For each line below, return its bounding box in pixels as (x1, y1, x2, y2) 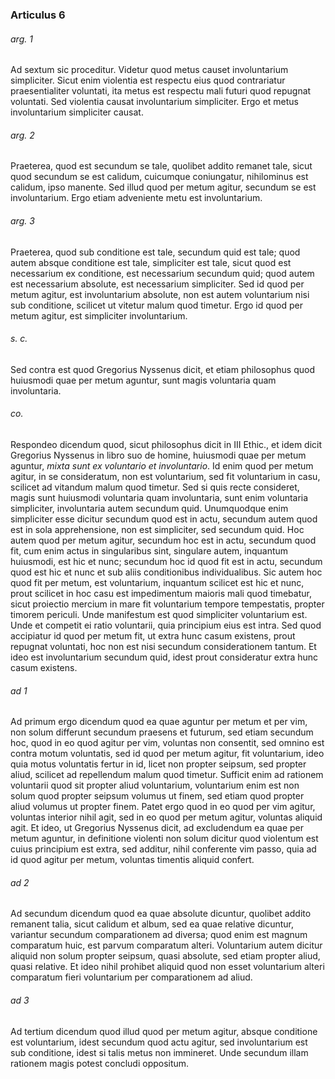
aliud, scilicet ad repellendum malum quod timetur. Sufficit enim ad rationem (10, 769, 324, 781)
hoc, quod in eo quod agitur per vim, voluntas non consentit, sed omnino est (10, 737, 325, 749)
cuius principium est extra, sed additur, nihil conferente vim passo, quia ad (10, 843, 317, 855)
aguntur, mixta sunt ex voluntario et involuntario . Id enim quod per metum (10, 459, 314, 472)
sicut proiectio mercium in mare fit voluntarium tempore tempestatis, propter (10, 598, 325, 610)
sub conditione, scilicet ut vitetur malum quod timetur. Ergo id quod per (10, 299, 303, 311)
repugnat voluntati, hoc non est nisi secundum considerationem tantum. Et (10, 640, 317, 652)
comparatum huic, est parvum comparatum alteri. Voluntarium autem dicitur (10, 939, 323, 952)
